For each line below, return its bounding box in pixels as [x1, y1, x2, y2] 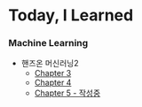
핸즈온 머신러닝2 [20, 58, 79, 69]
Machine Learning [8, 37, 89, 50]
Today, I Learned [8, 5, 134, 26]
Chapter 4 [34, 77, 72, 88]
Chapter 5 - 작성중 [34, 88, 101, 98]
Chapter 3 [34, 68, 72, 79]
